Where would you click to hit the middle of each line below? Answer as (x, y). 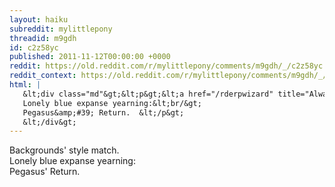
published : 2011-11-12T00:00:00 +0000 (90, 57)
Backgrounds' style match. (64, 150)
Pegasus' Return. (45, 172)
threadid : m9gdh (43, 38)
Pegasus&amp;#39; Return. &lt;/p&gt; (103, 112)
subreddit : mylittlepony (61, 29)
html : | (25, 85)
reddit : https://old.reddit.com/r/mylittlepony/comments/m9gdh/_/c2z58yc (166, 66)
